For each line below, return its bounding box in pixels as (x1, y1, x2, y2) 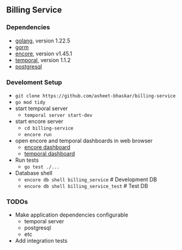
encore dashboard (24, 143, 71, 151)
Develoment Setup (6, 78, 62, 86)
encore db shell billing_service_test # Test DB (24, 182, 149, 189)
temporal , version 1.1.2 (15, 56, 71, 63)
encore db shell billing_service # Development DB (24, 176, 157, 183)
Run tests (15, 156, 39, 164)
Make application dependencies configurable (15, 211, 129, 218)
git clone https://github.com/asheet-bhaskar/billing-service (15, 92, 176, 99)
